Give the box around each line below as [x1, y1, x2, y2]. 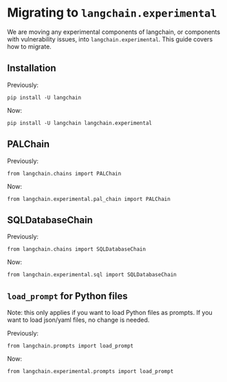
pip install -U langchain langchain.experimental [7, 120, 153, 126]
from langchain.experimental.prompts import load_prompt [7, 368, 174, 375]
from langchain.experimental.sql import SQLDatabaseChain [7, 271, 177, 278]
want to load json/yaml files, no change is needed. [7, 316, 150, 324]
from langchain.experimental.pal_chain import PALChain [7, 195, 171, 202]
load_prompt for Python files [7, 290, 128, 302]
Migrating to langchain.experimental [7, 5, 217, 21]
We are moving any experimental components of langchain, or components [7, 28, 221, 36]
